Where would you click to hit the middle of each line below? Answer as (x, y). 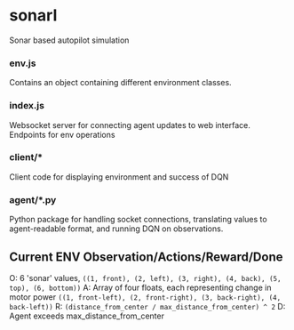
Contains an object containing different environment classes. (121, 83)
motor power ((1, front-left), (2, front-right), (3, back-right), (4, (145, 297)
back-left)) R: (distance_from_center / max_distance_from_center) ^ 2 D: (147, 306)
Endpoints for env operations (62, 134)
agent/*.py (33, 199)
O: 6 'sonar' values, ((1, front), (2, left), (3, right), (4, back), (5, (145, 278)
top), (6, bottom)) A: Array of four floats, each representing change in (140, 287)
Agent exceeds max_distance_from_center (87, 316)
